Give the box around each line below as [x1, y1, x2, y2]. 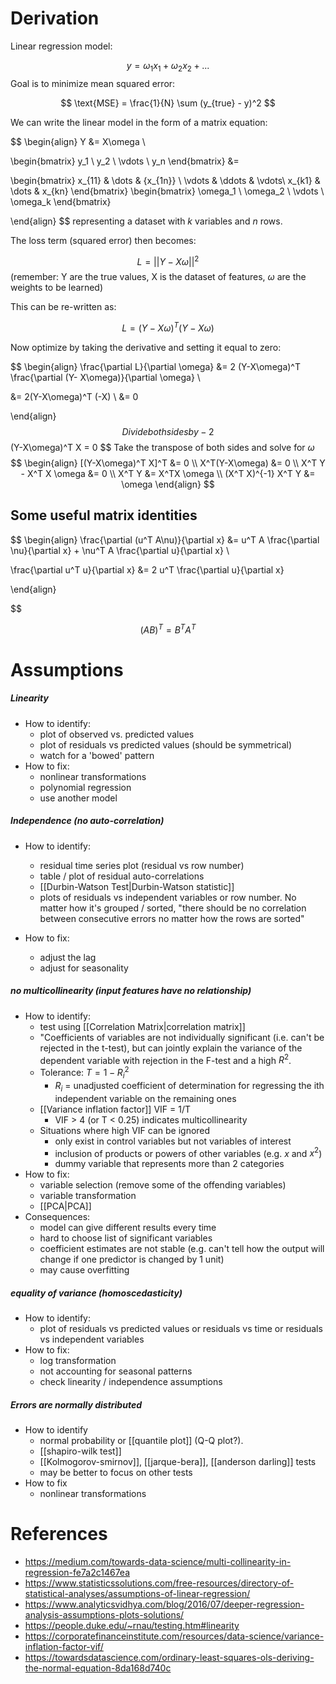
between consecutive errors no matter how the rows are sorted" [39, 912, 305, 924]
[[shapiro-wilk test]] [39, 1445, 122, 1457]
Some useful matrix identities [10, 507, 198, 524]
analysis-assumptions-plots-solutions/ [24, 1609, 185, 1621]
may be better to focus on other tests [39, 1467, 193, 1479]
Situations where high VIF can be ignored [39, 1124, 211, 1136]
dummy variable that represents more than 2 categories [54, 1158, 285, 1170]
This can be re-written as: [10, 301, 117, 313]
